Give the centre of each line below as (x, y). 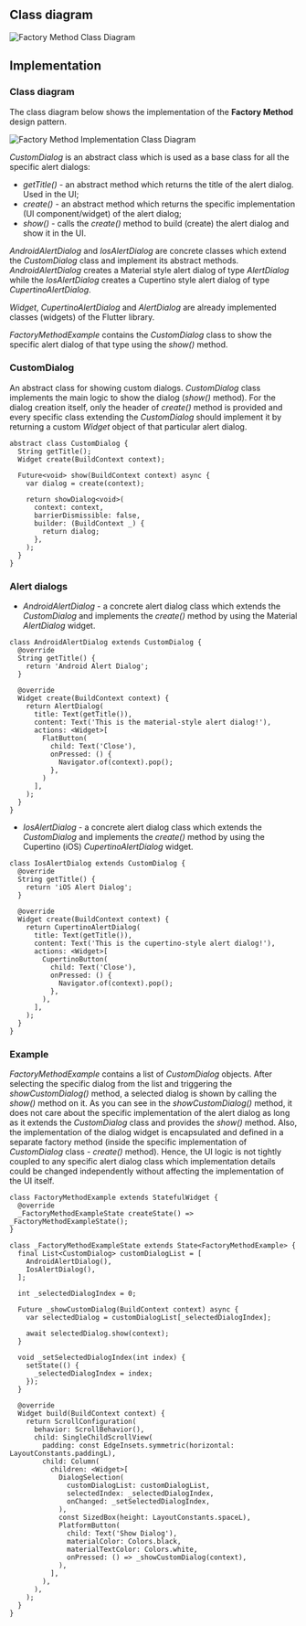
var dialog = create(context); (85, 484)
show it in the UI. (54, 233)
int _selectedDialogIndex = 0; (77, 1294)
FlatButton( (65, 739)
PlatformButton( (89, 1525)
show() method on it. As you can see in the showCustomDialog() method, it (151, 1103)
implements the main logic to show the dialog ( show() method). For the (142, 398)
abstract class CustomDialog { (69, 443)
